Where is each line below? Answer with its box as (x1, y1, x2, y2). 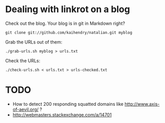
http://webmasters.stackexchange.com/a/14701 (12, 111, 112, 117)
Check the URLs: (5, 57, 40, 64)
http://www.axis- (125, 101, 160, 107)
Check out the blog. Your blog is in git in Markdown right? (5, 20, 126, 26)
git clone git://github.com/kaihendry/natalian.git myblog (5, 30, 133, 35)
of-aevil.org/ (12, 106, 39, 112)
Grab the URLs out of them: (5, 39, 62, 45)
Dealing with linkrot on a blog (5, 4, 130, 15)
